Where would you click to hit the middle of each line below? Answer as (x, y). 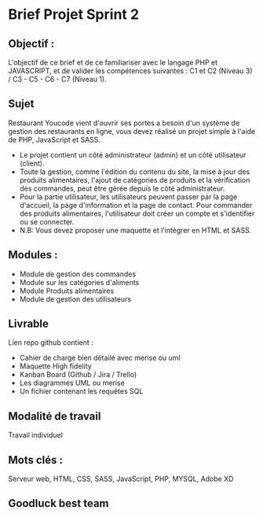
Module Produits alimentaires (67, 291)
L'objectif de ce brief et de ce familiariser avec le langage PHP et (113, 62)
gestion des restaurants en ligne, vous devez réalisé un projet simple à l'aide (132, 131)
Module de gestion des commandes (77, 274)
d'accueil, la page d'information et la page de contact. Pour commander (136, 205)
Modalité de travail (55, 416)
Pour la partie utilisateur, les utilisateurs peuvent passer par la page (128, 196)
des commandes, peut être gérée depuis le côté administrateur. (122, 188)
